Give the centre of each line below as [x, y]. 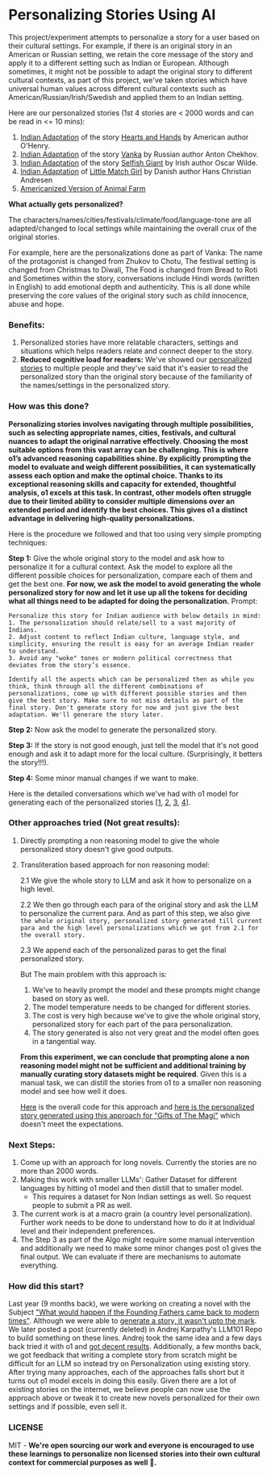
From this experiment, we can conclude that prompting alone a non [135, 1057]
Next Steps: [32, 1145]
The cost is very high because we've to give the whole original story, [146, 1015]
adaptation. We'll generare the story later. [86, 715]
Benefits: [27, 324]
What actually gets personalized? [66, 204]
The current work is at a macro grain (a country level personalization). [136, 1214]
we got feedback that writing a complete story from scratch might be [123, 1355]
